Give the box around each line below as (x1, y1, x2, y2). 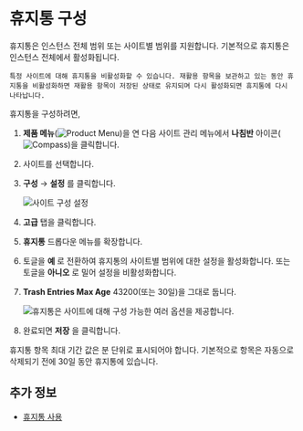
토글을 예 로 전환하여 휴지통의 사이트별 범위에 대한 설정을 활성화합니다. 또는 (22, 255, 291, 266)
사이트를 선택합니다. (22, 158, 94, 169)
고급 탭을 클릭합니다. (22, 216, 97, 227)
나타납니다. (9, 90, 46, 100)
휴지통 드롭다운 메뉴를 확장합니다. (22, 236, 143, 247)
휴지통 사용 (22, 411, 63, 422)
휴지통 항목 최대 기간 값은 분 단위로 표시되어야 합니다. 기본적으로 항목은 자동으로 (9, 344, 295, 355)
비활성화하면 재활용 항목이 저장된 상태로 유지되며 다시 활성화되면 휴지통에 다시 (31, 81, 288, 90)
